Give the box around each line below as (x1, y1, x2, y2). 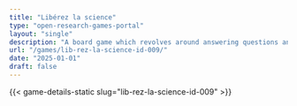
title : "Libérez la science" (9, 12, 117, 22)
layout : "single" (9, 29, 73, 38)
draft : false (9, 63, 57, 72)
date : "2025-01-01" (9, 54, 81, 63)
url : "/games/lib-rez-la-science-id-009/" (9, 46, 168, 55)
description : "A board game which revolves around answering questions (9, 37, 278, 47)
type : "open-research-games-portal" (9, 21, 144, 30)
